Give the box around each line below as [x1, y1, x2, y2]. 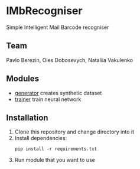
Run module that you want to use [14, 157, 96, 164]
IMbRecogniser [6, 4, 83, 18]
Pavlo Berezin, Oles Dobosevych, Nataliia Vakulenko [6, 56, 134, 63]
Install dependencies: [14, 135, 67, 142]
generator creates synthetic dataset [14, 89, 102, 96]
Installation [6, 112, 48, 122]
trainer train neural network [14, 96, 82, 103]
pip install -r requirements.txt [14, 146, 97, 152]
